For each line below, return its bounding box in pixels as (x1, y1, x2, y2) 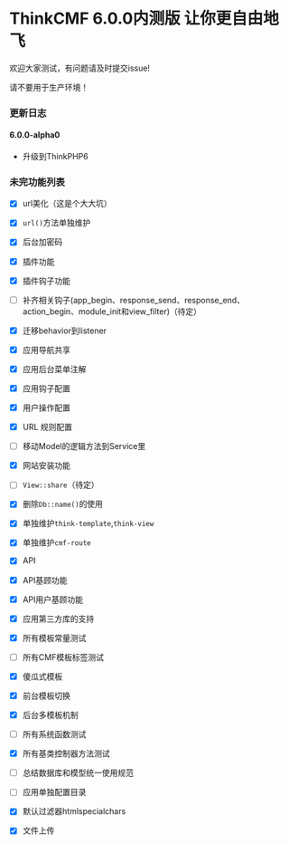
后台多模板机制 (22, 709, 79, 720)
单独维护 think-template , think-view (22, 518, 154, 529)
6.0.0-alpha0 (9, 129, 61, 140)
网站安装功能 (22, 460, 70, 471)
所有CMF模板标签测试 (22, 651, 104, 662)
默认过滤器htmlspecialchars (22, 806, 126, 817)
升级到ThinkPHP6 (22, 151, 89, 162)
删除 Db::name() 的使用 (22, 499, 104, 510)
